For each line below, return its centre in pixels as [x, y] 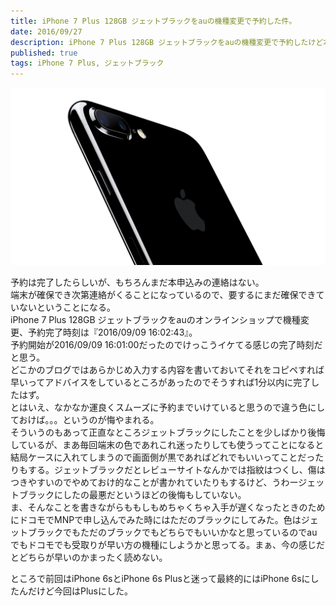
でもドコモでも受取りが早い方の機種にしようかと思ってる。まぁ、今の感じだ [168, 544]
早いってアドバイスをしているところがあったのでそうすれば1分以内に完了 [161, 382]
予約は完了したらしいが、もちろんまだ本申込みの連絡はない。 [137, 282]
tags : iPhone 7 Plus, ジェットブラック [87, 63]
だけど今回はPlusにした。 [80, 591]
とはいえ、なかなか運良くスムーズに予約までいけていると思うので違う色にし [168, 407]
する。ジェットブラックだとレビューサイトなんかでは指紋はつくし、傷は [176, 469]
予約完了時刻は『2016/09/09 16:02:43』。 [112, 332]
